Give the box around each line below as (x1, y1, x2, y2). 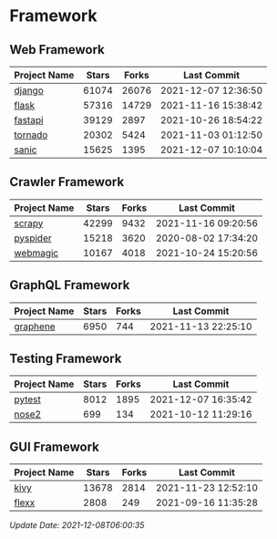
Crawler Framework (9, 174, 125, 190)
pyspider (14, 232, 52, 244)
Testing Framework (9, 351, 122, 367)
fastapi (14, 114, 44, 126)
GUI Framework (9, 439, 100, 454)
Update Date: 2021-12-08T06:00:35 (9, 520, 145, 531)
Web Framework (9, 42, 105, 57)
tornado (14, 129, 48, 141)
